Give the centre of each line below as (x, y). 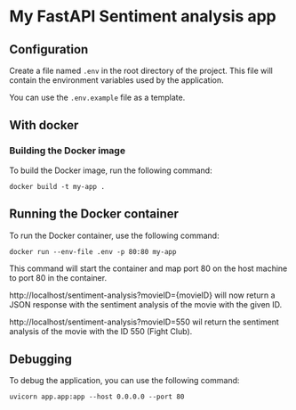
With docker (44, 125)
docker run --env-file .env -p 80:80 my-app (93, 251)
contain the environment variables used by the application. (116, 80)
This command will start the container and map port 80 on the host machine (148, 268)
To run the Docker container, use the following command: (114, 235)
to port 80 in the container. (58, 277)
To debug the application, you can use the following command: (124, 381)
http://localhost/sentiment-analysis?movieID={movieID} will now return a (142, 295)
